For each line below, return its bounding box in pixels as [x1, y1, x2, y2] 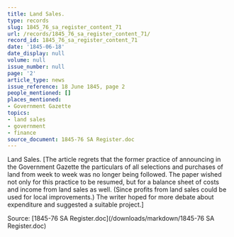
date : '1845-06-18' [7, 43, 65, 50]
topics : [7, 109, 30, 116]
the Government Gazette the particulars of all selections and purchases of [7, 162, 223, 171]
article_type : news [7, 76, 65, 84]
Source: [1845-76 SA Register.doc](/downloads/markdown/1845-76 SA [7, 214, 215, 223]
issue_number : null [7, 63, 65, 70]
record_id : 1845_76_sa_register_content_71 [7, 37, 138, 44]
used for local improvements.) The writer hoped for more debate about [7, 193, 214, 202]
